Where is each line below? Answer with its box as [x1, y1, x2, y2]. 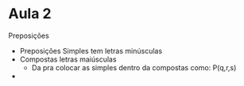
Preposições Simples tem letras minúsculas [19, 46, 163, 55]
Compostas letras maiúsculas [19, 54, 117, 64]
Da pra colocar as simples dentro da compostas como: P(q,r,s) [31, 62, 237, 72]
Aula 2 [8, 5, 52, 23]
